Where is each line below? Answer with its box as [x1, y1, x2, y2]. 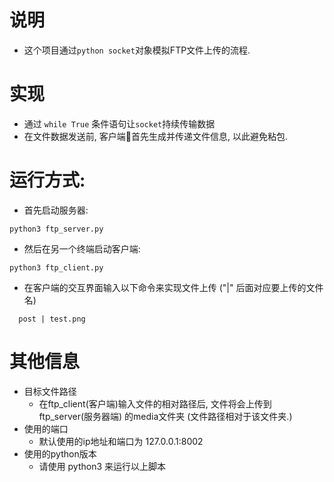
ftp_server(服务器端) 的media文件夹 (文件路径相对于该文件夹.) [38, 410, 293, 422]
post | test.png [18, 314, 86, 324]
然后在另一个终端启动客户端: [23, 242, 141, 255]
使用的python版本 [23, 447, 97, 460]
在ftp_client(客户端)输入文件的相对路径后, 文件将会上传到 [38, 397, 272, 410]
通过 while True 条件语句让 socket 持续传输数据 [23, 117, 216, 130]
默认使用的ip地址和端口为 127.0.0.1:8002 [38, 435, 204, 447]
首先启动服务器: [23, 204, 89, 216]
